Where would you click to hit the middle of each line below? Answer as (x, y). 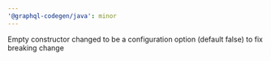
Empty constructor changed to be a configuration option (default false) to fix (135, 39)
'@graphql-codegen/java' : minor (62, 16)
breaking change (36, 48)
